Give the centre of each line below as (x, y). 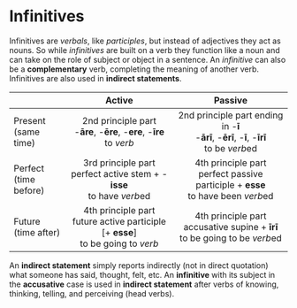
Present (30, 120)
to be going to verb (119, 243)
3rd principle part (119, 163)
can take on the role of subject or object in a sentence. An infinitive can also (148, 59)
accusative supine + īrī (231, 227)
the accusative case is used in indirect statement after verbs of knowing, (144, 284)
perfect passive (231, 173)
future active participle (119, 221)
